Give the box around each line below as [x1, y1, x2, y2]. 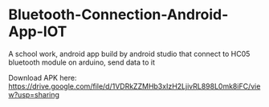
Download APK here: [8, 73, 77, 82]
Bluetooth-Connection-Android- [8, 6, 229, 24]
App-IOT [8, 22, 67, 41]
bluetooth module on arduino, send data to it [8, 57, 155, 67]
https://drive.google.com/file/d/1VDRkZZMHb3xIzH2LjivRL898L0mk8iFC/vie [8, 81, 261, 91]
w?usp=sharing [8, 89, 60, 99]
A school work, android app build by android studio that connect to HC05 [8, 49, 251, 58]
